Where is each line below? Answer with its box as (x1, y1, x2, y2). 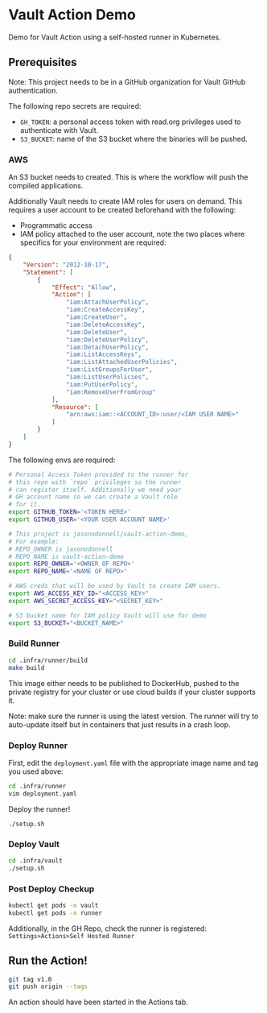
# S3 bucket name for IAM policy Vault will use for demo (8, 611, 207, 619)
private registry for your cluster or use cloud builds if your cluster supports (8, 687, 256, 697)
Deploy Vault (8, 838, 60, 850)
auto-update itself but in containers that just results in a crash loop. (8, 719, 231, 730)
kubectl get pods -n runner (8, 908, 103, 917)
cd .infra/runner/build (8, 656, 88, 664)
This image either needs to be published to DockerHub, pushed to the (8, 678, 240, 688)
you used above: (8, 767, 64, 776)
